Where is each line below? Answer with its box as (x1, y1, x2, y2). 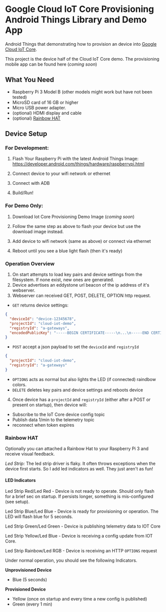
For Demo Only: (5, 202, 43, 209)
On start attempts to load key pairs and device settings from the (12, 272, 142, 278)
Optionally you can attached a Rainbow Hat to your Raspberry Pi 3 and (5, 446, 149, 452)
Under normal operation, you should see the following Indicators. (5, 557, 137, 563)
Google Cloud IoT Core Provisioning (5, 3, 154, 15)
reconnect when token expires (12, 422, 75, 428)
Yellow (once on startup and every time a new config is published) (12, 596, 147, 602)
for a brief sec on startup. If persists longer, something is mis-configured (5, 493, 154, 500)
